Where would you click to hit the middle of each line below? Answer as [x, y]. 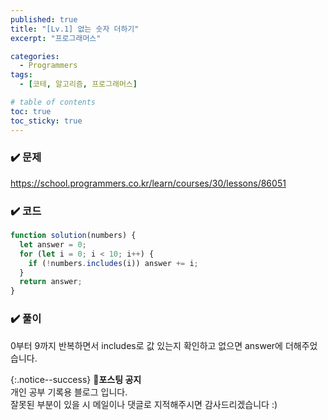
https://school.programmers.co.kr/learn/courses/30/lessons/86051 [148, 183]
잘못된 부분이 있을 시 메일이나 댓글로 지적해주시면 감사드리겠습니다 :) [144, 404]
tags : [21, 75]
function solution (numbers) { [73, 236]
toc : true [31, 111]
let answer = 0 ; [53, 244]
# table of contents [53, 102]
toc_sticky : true [46, 121]
